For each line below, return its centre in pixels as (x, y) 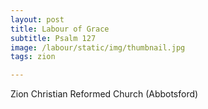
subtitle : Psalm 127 (53, 38)
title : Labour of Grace (60, 29)
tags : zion (33, 57)
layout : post (37, 19)
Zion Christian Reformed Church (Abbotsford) (104, 94)
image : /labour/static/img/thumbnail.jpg (98, 47)
